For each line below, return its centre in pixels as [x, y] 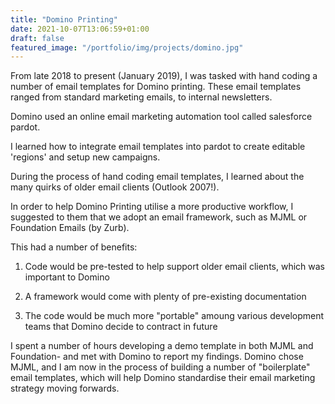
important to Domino [67, 277]
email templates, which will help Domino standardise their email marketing [163, 378]
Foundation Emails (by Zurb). [70, 228]
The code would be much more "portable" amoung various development [174, 316]
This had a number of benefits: [74, 247]
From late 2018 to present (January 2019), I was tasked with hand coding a [164, 76]
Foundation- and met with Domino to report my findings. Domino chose [157, 357]
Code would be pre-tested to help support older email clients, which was [174, 267]
